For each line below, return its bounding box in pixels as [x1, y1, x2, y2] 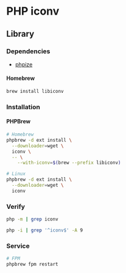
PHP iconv [6, 4, 60, 18]
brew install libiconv [6, 89, 64, 95]
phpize [15, 60, 33, 68]
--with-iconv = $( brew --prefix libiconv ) [17, 160, 121, 166]
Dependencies [6, 47, 51, 56]
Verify [6, 202, 26, 211]
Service [6, 241, 30, 250]
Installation [6, 103, 41, 111]
